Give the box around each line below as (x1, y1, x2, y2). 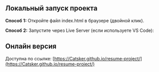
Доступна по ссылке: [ (5, 55, 55, 61)
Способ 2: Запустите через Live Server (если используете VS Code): (5, 27, 154, 33)
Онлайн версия (5, 42, 57, 51)
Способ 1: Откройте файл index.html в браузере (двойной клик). (5, 17, 145, 23)
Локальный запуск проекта (5, 4, 98, 13)
